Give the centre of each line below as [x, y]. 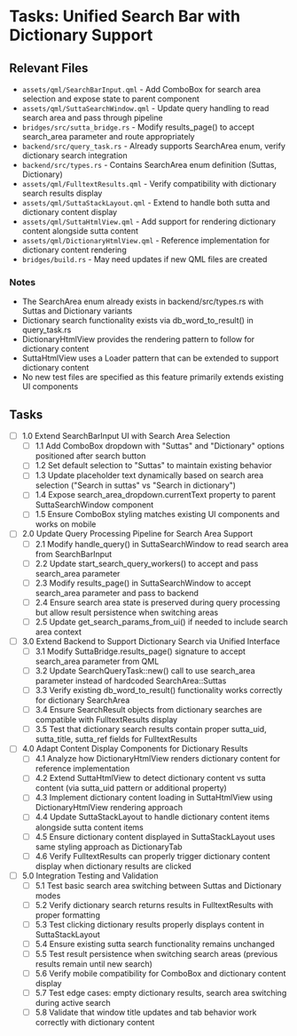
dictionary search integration [74, 155]
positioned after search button [90, 456]
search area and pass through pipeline [92, 118]
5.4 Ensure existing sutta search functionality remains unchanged [155, 944]
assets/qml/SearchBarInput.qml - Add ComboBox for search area [141, 89]
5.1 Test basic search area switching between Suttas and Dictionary [158, 885]
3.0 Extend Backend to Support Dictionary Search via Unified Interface [151, 641]
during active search [73, 1003]
